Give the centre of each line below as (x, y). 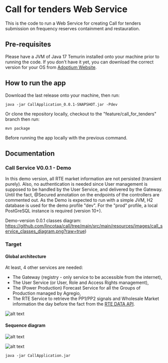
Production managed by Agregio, (47, 294)
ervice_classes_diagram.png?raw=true (45, 231)
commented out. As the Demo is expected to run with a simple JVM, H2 (79, 200)
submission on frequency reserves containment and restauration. (73, 28)
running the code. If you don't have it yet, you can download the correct (79, 62)
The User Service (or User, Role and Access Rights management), (80, 282)
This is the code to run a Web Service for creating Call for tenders (73, 23)
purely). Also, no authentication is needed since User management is (76, 184)
